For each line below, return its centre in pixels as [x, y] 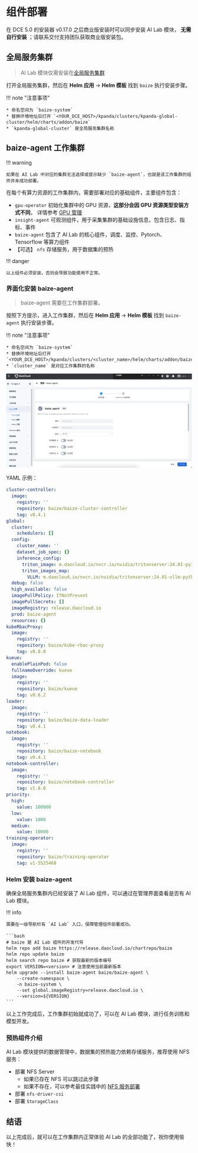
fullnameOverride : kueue [42, 670]
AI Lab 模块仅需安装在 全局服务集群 [62, 73]
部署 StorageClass [37, 1101]
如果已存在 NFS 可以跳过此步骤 [61, 1079]
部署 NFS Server [34, 1072]
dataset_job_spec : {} [43, 552]
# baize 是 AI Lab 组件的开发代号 [45, 942]
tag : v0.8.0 [31, 652]
